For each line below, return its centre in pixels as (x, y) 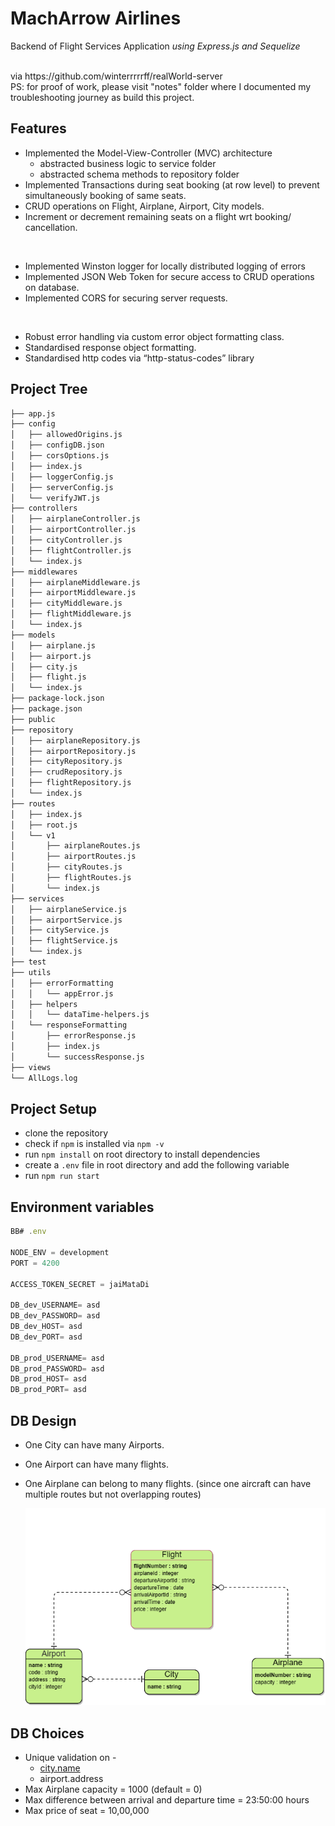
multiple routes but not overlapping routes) (113, 1494)
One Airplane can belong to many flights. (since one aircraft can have (168, 1483)
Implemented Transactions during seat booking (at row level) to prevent (172, 184)
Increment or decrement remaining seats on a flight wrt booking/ (158, 216)
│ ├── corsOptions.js (60, 456)
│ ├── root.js (44, 825)
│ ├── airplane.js (53, 645)
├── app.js (33, 413)
